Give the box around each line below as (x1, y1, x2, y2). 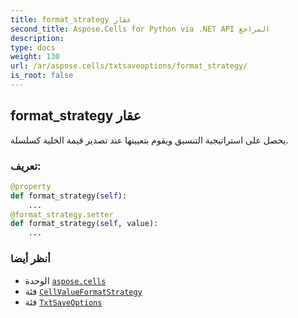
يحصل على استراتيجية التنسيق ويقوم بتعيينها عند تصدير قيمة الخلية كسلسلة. (10, 134, 289, 146)
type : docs (10, 42, 56, 53)
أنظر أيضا (10, 252, 51, 266)
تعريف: (10, 159, 42, 173)
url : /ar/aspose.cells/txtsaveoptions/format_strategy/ (10, 61, 248, 71)
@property (10, 181, 52, 191)
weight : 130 (10, 52, 60, 62)
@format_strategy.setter (10, 209, 114, 220)
